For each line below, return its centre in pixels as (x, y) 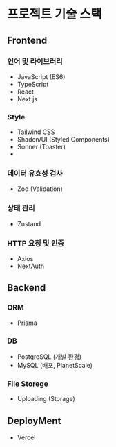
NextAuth (31, 266)
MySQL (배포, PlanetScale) (55, 366)
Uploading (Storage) (46, 399)
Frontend (27, 40)
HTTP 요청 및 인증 (36, 243)
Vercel (26, 437)
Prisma (27, 323)
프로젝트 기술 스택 (55, 14)
